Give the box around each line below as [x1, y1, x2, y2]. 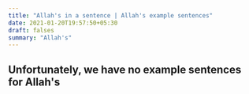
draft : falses [8, 26, 55, 34]
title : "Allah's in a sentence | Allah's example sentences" [8, 11, 214, 20]
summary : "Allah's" [8, 33, 72, 42]
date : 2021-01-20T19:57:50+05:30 [8, 19, 118, 27]
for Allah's [8, 75, 61, 88]
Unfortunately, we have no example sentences [8, 62, 242, 76]
